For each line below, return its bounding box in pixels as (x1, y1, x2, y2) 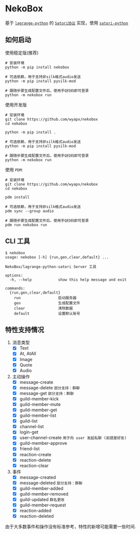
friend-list (19, 446, 40, 452)
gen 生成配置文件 (14, 300, 80, 305)
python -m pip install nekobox (5, 65, 70, 69)
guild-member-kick (19, 396, 59, 401)
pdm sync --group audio (5, 208, 54, 213)
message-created (19, 474, 56, 480)
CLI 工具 (5, 237, 31, 245)
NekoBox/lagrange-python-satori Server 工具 (5, 264, 97, 269)
